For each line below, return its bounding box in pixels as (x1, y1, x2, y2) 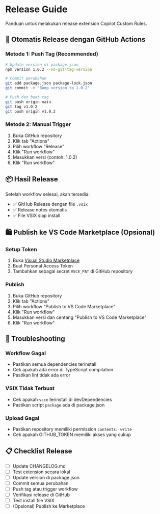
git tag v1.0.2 (5, 104, 38, 109)
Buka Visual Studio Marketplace (12, 257, 80, 263)
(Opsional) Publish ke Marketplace (12, 503, 85, 509)
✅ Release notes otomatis (12, 206, 67, 212)
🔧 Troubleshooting (5, 334, 65, 343)
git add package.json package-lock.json (5, 80, 93, 86)
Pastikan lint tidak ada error (12, 372, 70, 378)
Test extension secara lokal (12, 469, 70, 475)
